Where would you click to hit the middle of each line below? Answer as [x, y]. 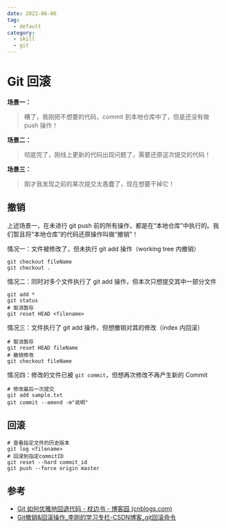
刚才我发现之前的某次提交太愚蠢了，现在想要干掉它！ [99, 184]
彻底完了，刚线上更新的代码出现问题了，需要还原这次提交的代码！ [117, 154]
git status [23, 300]
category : [21, 33]
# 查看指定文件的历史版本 [38, 443]
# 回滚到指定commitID [35, 456]
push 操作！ [41, 125]
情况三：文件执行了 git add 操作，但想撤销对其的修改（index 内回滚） [105, 327]
